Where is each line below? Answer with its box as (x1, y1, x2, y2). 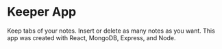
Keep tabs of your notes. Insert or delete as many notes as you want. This (7, 27, 216, 35)
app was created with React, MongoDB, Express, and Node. (7, 33, 176, 42)
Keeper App (7, 4, 77, 20)
